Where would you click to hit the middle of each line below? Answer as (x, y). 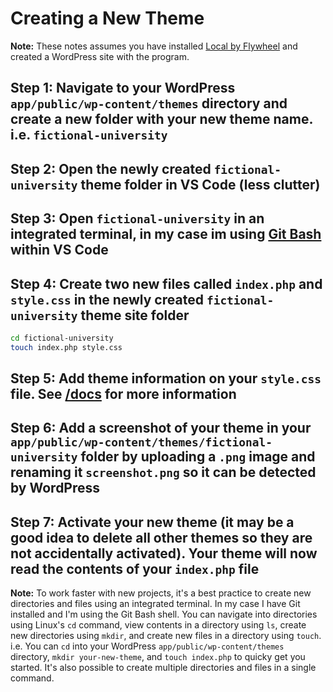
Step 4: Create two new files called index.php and (166, 283)
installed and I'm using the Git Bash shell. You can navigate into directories (164, 614)
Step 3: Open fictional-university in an (137, 218)
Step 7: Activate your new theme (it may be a (152, 522)
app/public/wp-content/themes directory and (149, 103)
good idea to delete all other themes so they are (161, 537)
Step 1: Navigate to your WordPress (123, 88)
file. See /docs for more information (123, 394)
